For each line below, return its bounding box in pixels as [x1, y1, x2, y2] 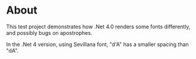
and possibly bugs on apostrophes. [6, 29, 93, 36]
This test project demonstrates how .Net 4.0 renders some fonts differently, [6, 23, 191, 30]
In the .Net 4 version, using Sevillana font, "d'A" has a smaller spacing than [6, 41, 189, 48]
